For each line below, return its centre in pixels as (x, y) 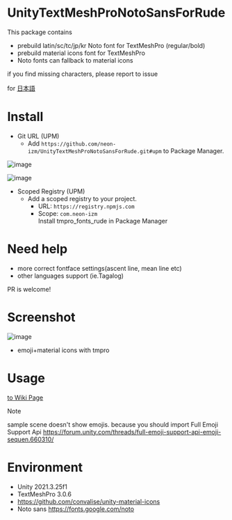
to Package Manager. (193, 150)
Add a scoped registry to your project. (82, 198)
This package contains (40, 32)
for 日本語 (22, 88)
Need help (38, 249)
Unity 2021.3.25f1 (42, 487)
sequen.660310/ (31, 439)
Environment (45, 467)
